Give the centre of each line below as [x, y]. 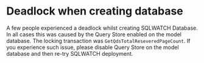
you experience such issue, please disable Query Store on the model [93, 47]
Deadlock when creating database [95, 11]
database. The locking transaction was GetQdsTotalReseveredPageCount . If [98, 41]
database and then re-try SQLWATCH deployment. [70, 53]
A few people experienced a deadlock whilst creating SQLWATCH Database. [102, 28]
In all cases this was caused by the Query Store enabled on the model [94, 34]
